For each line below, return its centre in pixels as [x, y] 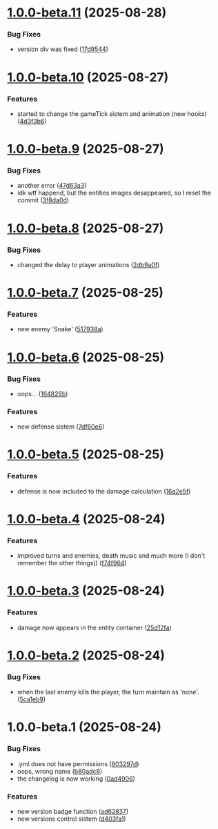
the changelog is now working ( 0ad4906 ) [76, 779]
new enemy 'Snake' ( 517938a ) [60, 329]
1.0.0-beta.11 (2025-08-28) [87, 13]
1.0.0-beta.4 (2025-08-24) [86, 519]
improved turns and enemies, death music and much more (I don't [111, 556]
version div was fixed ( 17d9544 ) [62, 49]
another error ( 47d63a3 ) [52, 186]
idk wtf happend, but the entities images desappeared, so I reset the [114, 193]
